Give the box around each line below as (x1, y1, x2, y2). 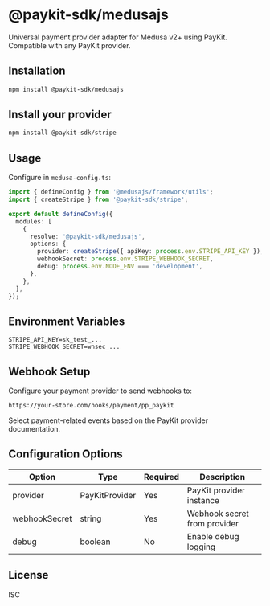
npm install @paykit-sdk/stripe (8, 129, 117, 137)
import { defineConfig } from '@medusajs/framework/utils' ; (8, 188, 215, 196)
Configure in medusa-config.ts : (8, 173, 111, 182)
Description (199, 471, 246, 482)
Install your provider (8, 108, 112, 121)
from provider (186, 518, 239, 529)
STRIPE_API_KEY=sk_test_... (8, 336, 103, 344)
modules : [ (15, 217, 52, 226)
